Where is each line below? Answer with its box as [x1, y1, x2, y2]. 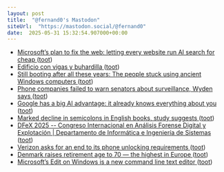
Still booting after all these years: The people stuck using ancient [17, 70, 202, 78]
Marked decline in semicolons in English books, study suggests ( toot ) [17, 114, 215, 122]
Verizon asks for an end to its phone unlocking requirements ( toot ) [17, 143, 206, 151]
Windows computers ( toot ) [17, 77, 94, 86]
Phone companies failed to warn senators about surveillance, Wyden [17, 85, 213, 93]
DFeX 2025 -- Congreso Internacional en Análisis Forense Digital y [17, 121, 207, 129]
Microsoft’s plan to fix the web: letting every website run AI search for [17, 48, 215, 56]
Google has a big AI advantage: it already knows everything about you [17, 99, 217, 107]
